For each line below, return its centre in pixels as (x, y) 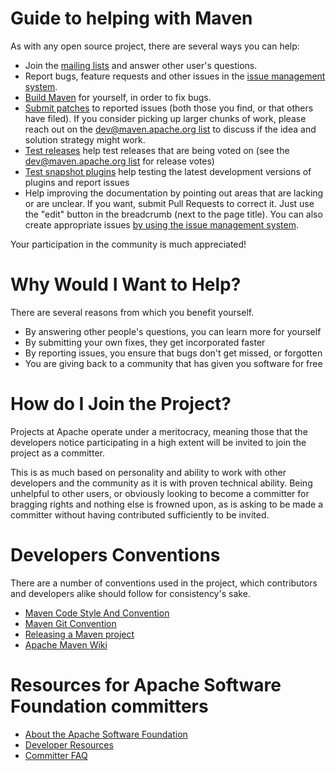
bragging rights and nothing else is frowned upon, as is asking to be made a (166, 504)
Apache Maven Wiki (66, 644)
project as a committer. (57, 453)
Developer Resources (69, 744)
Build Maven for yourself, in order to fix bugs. (118, 97)
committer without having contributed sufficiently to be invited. (140, 514)
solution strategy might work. (85, 139)
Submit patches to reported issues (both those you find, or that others (169, 108)
